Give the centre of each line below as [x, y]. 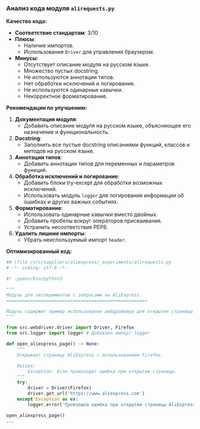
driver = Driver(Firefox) [60, 388]
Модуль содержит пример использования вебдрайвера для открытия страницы [100, 311]
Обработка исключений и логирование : [67, 177]
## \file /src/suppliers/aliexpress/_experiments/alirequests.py [89, 263]
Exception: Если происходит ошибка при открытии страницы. [102, 371]
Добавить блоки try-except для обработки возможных [93, 183]
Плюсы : [25, 39]
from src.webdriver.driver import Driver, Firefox [70, 328]
